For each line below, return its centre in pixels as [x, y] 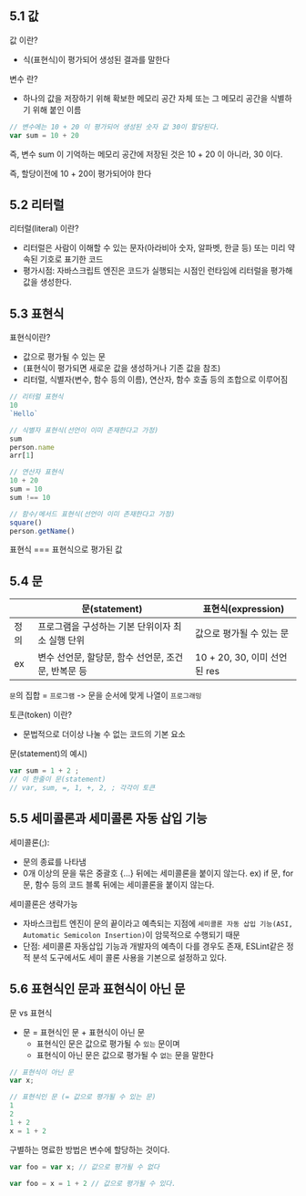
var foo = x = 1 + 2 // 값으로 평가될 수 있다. [92, 1183]
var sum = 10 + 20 [44, 135]
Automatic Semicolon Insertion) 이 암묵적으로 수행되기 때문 [131, 934]
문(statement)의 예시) [49, 754]
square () [26, 523]
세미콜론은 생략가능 [44, 904]
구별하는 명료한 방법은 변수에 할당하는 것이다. [90, 1149]
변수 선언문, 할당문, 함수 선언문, [101, 658]
